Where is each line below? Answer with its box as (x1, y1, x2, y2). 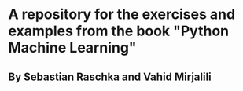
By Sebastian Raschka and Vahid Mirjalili (8, 70, 212, 83)
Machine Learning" (8, 39, 137, 56)
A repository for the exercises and (8, 5, 236, 24)
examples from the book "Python (8, 22, 230, 40)
